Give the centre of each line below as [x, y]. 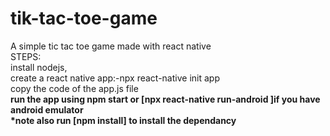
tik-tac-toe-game [84, 18]
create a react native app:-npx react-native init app [115, 78]
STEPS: [26, 56]
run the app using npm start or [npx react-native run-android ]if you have [165, 99]
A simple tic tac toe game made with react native [111, 46]
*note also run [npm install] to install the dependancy [123, 120]
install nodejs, [39, 67]
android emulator [47, 109]
